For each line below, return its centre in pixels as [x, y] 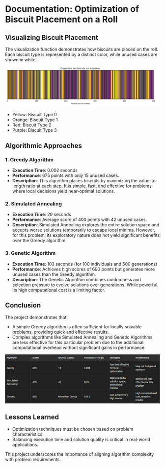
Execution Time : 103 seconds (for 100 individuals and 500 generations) [85, 264]
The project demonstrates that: [36, 317]
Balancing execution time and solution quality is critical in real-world [81, 439]
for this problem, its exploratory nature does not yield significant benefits [86, 235]
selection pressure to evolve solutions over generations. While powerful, [85, 285]
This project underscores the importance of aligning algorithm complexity [80, 454]
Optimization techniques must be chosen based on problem [73, 429]
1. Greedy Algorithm [29, 159]
